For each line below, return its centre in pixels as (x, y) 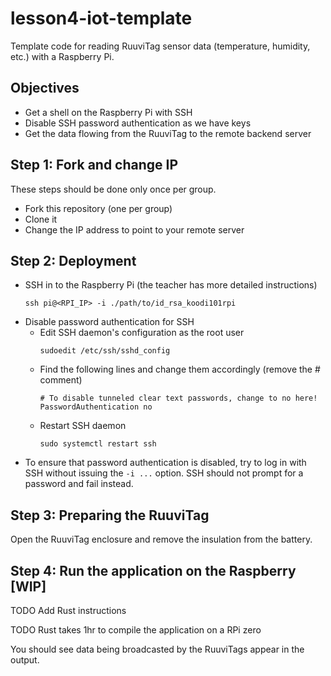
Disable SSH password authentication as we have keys (138, 123)
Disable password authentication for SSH (109, 322)
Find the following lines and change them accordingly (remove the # (180, 369)
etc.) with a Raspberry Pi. (62, 56)
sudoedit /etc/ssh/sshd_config (105, 351)
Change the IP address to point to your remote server (134, 229)
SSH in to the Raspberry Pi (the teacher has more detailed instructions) (171, 285)
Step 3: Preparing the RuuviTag (110, 515)
